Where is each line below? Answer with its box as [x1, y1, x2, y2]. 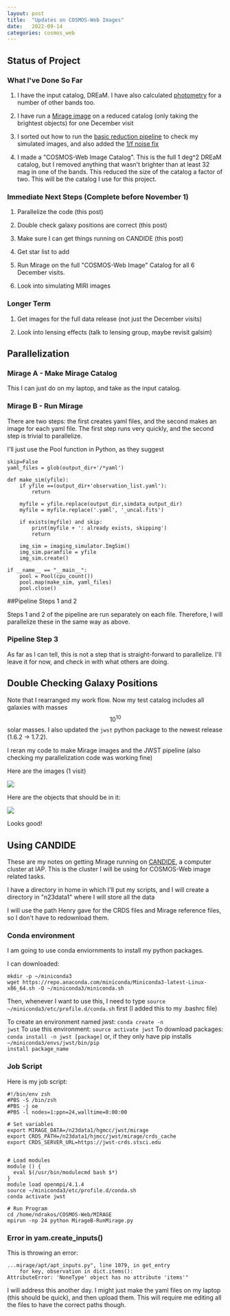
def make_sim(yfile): [7, 476, 69, 483]
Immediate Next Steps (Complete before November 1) [7, 192, 189, 202]
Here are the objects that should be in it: [7, 793, 121, 802]
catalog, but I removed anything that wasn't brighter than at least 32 [16, 160, 210, 169]
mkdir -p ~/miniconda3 [7, 973, 72, 980]
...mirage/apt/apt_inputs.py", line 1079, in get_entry [7, 1262, 170, 1269]
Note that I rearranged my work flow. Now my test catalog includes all [7, 696, 205, 704]
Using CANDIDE [7, 839, 76, 851]
